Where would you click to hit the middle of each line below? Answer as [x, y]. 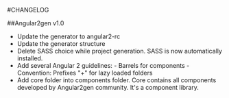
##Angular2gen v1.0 [36, 23]
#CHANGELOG [28, 10]
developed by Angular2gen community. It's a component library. [108, 87]
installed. [30, 58]
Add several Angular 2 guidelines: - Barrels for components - [103, 65]
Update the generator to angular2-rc [69, 36]
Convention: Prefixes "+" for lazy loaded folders [85, 73]
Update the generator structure [61, 44]
